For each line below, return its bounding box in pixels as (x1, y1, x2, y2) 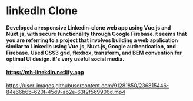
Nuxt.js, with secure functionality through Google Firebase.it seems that (6, 30, 187, 37)
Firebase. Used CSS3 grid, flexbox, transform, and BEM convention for (6, 49, 182, 56)
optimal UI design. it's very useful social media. (6, 55, 125, 63)
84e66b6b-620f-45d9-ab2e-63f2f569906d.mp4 (6, 88, 125, 95)
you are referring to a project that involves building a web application (6, 37, 178, 44)
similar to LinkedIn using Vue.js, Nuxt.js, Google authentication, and (6, 43, 177, 50)
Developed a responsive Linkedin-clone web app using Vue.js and (6, 24, 171, 31)
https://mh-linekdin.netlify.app (6, 69, 84, 76)
